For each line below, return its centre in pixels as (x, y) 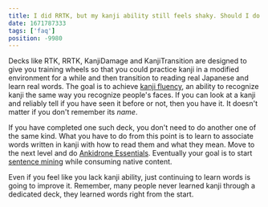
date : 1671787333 (37, 23)
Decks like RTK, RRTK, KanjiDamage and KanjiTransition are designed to (128, 61)
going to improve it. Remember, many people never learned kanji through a (132, 186)
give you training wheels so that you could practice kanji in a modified (124, 70)
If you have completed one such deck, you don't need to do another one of (132, 128)
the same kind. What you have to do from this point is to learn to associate (131, 136)
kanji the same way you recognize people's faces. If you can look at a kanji (132, 95)
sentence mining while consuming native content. (90, 162)
